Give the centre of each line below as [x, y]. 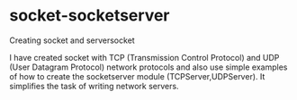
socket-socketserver [90, 16]
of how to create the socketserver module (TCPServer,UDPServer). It [137, 76]
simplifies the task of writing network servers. [94, 86]
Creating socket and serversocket [72, 40]
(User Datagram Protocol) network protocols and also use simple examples [148, 67]
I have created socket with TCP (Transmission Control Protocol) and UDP [144, 57]
